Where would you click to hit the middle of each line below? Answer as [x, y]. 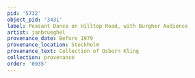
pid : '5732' [24, 13]
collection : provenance [41, 58]
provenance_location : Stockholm [53, 45]
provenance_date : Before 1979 [50, 39]
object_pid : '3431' [35, 20]
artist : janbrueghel [37, 32]
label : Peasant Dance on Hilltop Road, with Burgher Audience [97, 26]
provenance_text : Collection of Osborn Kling [73, 52]
